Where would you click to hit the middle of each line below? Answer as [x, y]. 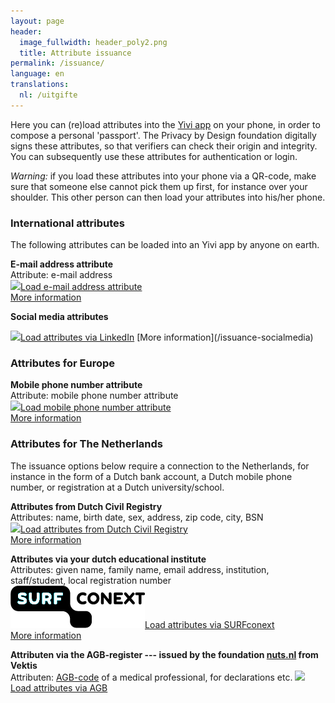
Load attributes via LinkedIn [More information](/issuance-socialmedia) [167, 337]
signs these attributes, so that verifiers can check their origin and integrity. [164, 146]
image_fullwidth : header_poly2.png [93, 42]
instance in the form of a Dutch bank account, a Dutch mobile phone [151, 476]
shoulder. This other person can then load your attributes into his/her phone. [168, 197]
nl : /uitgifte [48, 95]
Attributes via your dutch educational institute [108, 559]
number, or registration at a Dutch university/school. [117, 487]
